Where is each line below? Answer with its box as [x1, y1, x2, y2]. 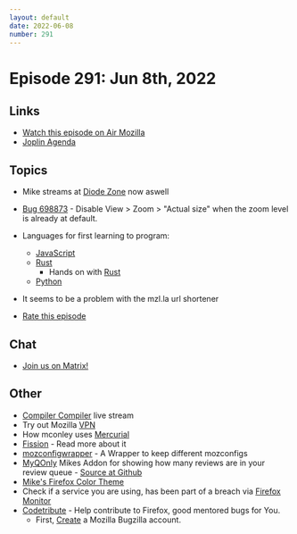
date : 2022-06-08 [9, 21, 74, 30]
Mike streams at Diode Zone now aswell [21, 187, 169, 197]
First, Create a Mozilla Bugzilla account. [35, 514, 181, 525]
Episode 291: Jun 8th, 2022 [9, 68, 217, 88]
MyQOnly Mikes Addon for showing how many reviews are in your [21, 457, 266, 468]
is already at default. [21, 213, 98, 224]
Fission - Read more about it [21, 438, 127, 449]
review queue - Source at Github [21, 466, 143, 478]
